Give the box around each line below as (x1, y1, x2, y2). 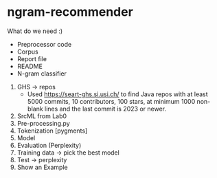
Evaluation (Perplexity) (16, 141, 82, 149)
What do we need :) (7, 27, 63, 35)
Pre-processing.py (16, 119, 70, 127)
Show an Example (16, 163, 68, 171)
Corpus (16, 47, 39, 56)
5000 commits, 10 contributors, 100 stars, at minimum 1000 (27, 97, 196, 105)
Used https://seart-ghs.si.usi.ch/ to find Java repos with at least (27, 90, 208, 98)
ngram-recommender (7, 4, 134, 20)
